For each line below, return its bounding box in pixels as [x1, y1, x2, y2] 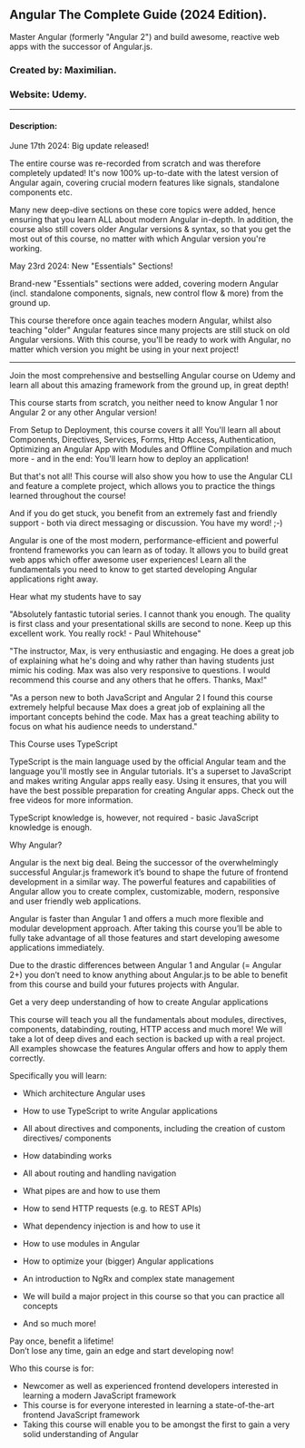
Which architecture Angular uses [22, 1088, 146, 1099]
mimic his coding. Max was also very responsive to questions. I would [9, 665, 271, 676]
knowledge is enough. [9, 822, 93, 833]
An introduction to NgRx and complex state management [22, 1274, 235, 1285]
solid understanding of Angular [22, 1429, 139, 1440]
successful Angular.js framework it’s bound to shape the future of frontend [9, 866, 289, 878]
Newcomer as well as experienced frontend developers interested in [22, 1381, 279, 1392]
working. [9, 243, 43, 254]
